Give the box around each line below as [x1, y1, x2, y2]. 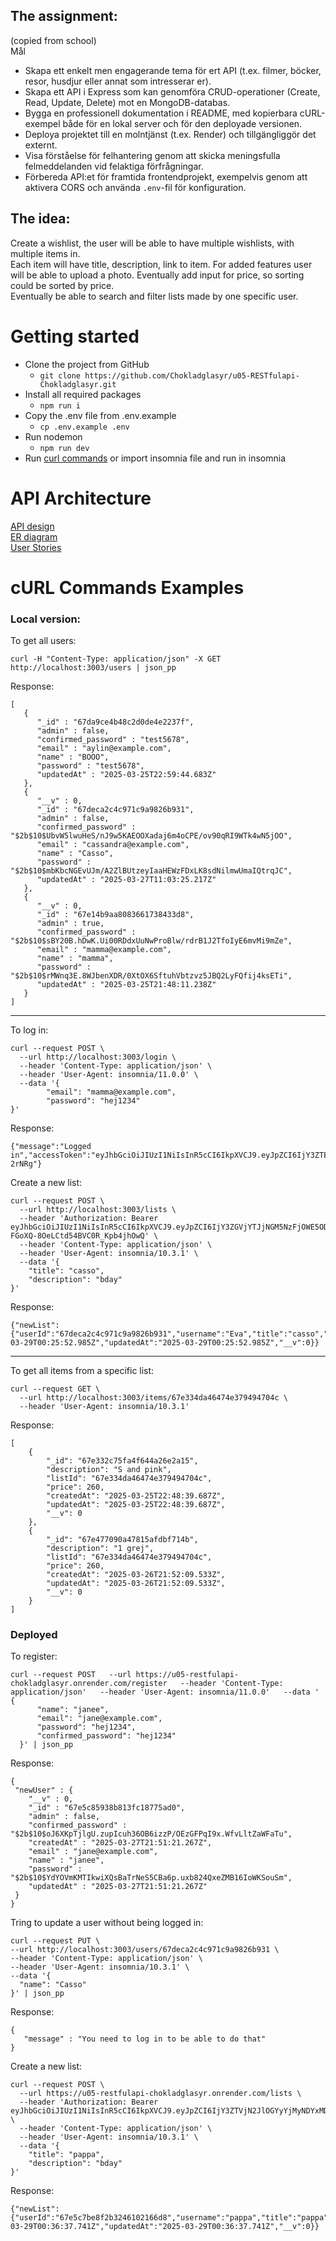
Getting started [10, 325, 140, 348]
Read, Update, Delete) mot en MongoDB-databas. [24, 96, 231, 108]
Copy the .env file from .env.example [24, 409, 177, 421]
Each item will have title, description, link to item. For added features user [10, 258, 313, 270]
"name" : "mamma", [36, 953, 114, 963]
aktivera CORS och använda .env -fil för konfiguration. [24, 181, 247, 193]
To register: [10, 1650, 58, 1663]
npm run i [39, 400, 82, 411]
